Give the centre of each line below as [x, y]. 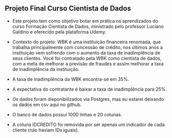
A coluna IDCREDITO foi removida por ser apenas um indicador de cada [89, 124]
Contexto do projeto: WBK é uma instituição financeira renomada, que [87, 42]
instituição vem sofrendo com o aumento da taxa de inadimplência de [86, 53]
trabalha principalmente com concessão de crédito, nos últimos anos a [88, 47]
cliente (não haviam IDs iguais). [46, 130]
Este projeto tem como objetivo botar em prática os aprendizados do [85, 21]
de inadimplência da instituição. [46, 69]
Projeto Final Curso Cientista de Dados [68, 8]
